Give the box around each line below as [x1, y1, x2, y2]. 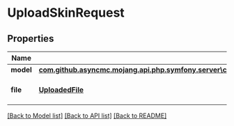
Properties [7, 33, 54, 45]
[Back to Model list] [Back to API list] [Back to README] [7, 111, 167, 120]
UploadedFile [38, 85, 84, 95]
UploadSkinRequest [7, 5, 125, 21]
